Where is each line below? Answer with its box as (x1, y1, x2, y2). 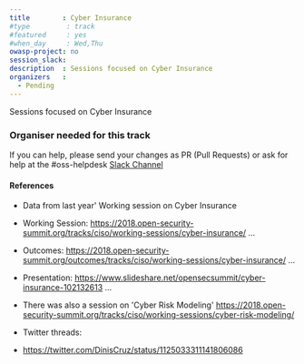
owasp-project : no (9, 47, 79, 56)
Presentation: (22, 272, 73, 283)
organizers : (9, 73, 67, 82)
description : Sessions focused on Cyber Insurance (9, 65, 213, 74)
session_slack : (9, 56, 67, 65)
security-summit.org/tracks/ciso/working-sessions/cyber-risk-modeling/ (22, 309, 295, 320)
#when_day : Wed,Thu (9, 38, 103, 48)
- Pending (17, 81, 54, 90)
